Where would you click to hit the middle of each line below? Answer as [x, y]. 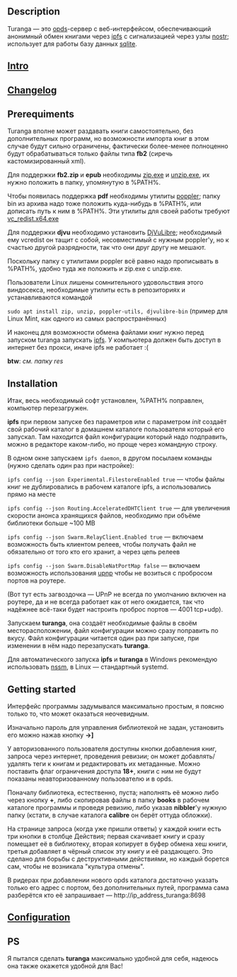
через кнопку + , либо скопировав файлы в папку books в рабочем [109, 800]
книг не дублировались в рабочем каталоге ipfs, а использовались [109, 487]
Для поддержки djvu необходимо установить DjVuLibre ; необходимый [114, 232]
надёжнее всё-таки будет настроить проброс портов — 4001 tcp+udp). [115, 610]
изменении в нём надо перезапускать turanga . [79, 646]
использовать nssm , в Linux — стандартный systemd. [88, 667]
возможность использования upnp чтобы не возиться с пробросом [110, 573]
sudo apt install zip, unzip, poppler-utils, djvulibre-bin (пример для [118, 312]
